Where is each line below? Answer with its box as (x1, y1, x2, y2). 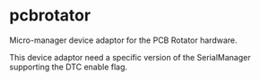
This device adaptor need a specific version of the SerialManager (9, 52, 251, 62)
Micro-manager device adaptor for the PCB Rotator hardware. (9, 35, 238, 45)
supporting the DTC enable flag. (9, 61, 128, 72)
